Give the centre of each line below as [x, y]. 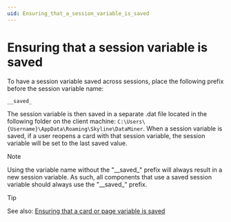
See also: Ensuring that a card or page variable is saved [86, 211]
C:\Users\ [131, 122]
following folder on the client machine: [61, 122]
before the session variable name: [56, 88]
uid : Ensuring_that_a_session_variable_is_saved [78, 13]
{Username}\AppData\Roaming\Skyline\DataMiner [75, 129]
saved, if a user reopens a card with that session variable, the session [106, 136]
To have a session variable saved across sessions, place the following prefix [115, 81]
